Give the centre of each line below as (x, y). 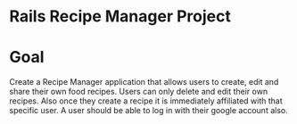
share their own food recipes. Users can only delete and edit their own (139, 92)
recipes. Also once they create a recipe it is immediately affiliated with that (146, 101)
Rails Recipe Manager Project (120, 17)
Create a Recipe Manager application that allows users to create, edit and (144, 82)
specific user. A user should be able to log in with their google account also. (148, 111)
